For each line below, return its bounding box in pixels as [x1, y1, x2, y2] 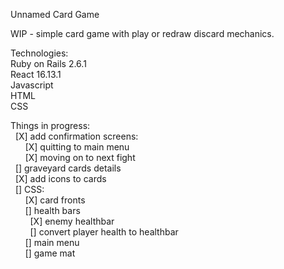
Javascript [10, 79, 54, 91]
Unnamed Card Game [10, 9, 100, 20]
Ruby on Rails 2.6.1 [10, 58, 87, 69]
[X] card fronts [24, 194, 86, 206]
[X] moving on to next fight [24, 152, 136, 163]
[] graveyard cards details [14, 162, 122, 174]
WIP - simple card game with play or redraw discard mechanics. [10, 28, 275, 39]
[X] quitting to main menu [24, 141, 130, 153]
